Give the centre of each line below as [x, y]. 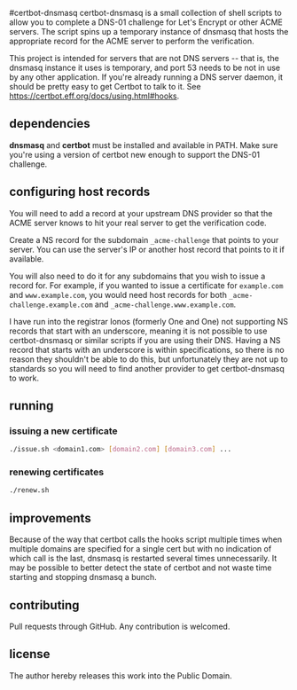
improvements [50, 518]
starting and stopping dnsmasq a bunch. [83, 577]
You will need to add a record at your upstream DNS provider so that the [141, 213]
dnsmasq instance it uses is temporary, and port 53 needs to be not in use [145, 67]
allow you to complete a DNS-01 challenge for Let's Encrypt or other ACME [146, 22]
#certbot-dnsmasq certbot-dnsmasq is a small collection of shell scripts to [145, 13]
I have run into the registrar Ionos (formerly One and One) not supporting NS [148, 321]
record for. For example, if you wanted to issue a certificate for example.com [146, 285]
